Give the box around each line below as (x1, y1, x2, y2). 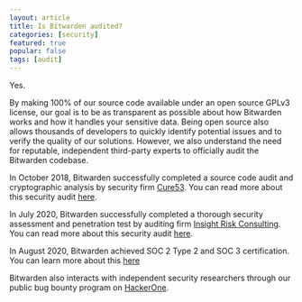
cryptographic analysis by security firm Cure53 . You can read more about (9, 182, 283, 192)
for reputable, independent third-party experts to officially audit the (9, 145, 260, 156)
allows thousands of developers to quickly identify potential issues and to (9, 126, 282, 136)
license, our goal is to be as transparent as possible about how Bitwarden (9, 107, 282, 117)
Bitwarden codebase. (9, 155, 88, 165)
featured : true (9, 38, 67, 48)
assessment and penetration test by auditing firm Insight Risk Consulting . (9, 218, 281, 229)
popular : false (9, 47, 67, 56)
